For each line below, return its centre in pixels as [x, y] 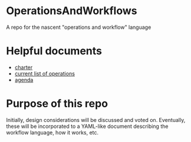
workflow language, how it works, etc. [52, 132]
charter [24, 67]
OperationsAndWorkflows [72, 11]
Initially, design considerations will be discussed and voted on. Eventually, [96, 120]
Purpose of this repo [57, 104]
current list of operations [45, 73]
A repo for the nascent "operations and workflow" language [79, 27]
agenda [24, 80]
